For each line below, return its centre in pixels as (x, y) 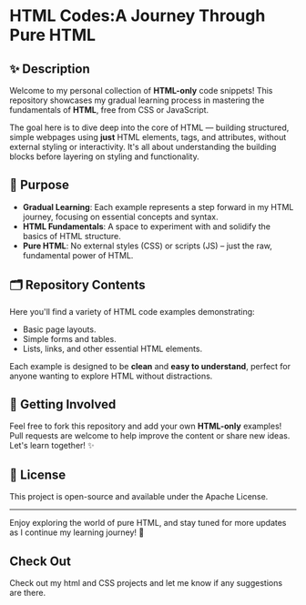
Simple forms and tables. (69, 338)
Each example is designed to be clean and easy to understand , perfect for (150, 366)
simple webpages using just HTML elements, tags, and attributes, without (148, 137)
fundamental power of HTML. (78, 255)
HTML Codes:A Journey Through (138, 16)
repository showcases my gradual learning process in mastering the (137, 100)
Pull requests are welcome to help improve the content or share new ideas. (150, 436)
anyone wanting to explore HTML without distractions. (111, 376)
